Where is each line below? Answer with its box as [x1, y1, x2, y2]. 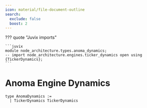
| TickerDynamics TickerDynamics [9, 98, 78, 104]
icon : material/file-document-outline [5, 7, 85, 12]
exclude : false [9, 16, 41, 21]
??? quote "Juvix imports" [5, 35, 57, 40]
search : [5, 12, 21, 17]
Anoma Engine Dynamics [5, 77, 110, 89]
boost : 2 [9, 21, 28, 26]
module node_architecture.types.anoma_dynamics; [5, 48, 107, 53]
